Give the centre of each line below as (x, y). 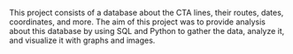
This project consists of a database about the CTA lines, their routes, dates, (146, 13)
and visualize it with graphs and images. (82, 40)
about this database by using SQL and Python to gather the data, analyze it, (147, 31)
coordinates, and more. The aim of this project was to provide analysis (137, 22)
